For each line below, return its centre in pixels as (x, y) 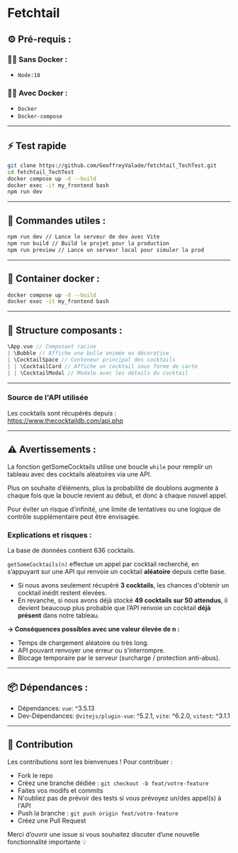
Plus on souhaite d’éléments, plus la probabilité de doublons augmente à (113, 488)
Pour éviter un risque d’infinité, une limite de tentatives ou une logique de (114, 509)
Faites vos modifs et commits (60, 790)
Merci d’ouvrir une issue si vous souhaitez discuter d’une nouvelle (103, 834)
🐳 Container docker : (54, 279)
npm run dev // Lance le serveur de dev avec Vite (84, 237)
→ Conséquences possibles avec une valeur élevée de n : (93, 629)
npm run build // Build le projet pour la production (89, 244)
